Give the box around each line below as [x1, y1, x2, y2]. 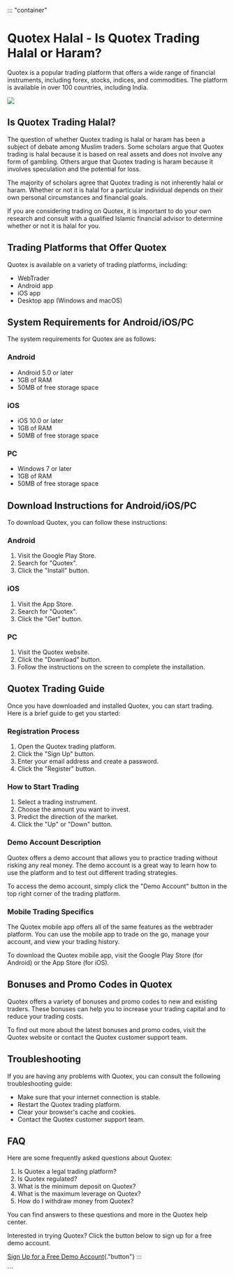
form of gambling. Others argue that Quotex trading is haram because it [7, 157, 214, 166]
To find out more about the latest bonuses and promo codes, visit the [7, 1025, 206, 1034]
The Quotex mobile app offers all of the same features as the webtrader [7, 922, 214, 931]
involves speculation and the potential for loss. [7, 164, 141, 173]
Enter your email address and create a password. [17, 757, 159, 766]
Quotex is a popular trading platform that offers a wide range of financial [7, 68, 215, 76]
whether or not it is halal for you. [7, 222, 101, 230]
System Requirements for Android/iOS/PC [7, 316, 194, 328]
